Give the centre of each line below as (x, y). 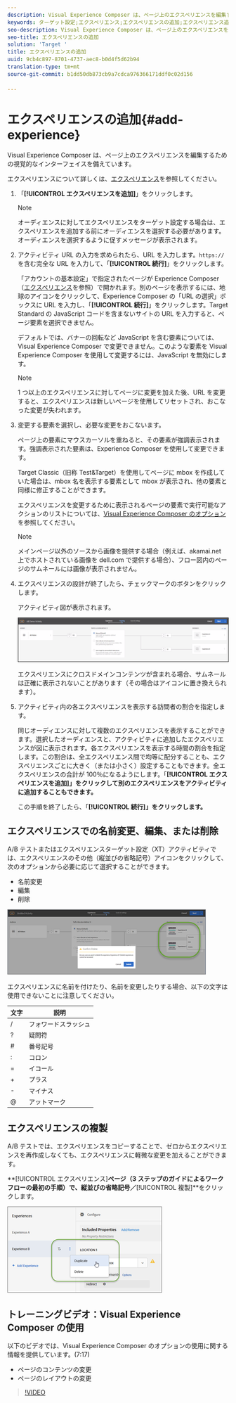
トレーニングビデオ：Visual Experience (94, 1314)
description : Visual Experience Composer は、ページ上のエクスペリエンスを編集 (117, 15)
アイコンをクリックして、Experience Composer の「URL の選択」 (125, 296)
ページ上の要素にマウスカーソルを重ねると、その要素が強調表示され (116, 440)
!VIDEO (35, 1392)
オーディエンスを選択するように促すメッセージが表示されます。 (109, 240)
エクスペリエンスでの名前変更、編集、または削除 (113, 831)
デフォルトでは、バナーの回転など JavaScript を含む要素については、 (118, 338)
